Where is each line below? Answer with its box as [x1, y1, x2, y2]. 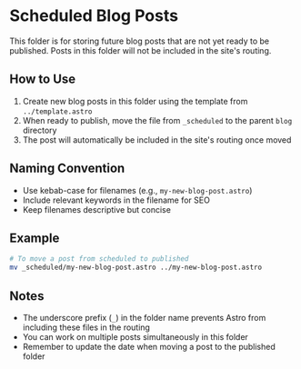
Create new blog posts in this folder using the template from [22, 95, 248, 106]
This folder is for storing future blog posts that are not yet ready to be [9, 35, 270, 46]
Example [9, 230, 60, 245]
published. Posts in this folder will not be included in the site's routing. [9, 45, 272, 55]
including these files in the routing [22, 322, 150, 333]
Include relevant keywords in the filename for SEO [22, 194, 211, 205]
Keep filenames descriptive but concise [22, 204, 171, 214]
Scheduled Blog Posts [9, 5, 179, 26]
